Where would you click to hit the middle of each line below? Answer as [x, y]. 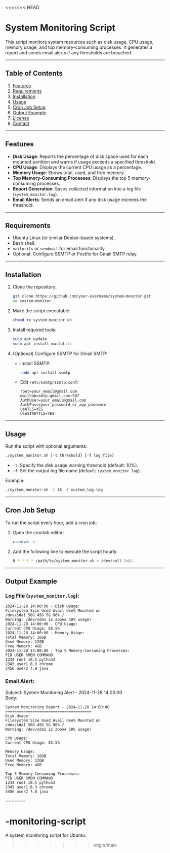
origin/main [105, 845]
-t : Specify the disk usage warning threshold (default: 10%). [75, 465]
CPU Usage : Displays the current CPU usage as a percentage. [77, 167]
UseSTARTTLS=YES [37, 414]
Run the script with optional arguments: [46, 446]
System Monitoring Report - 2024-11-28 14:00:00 [57, 707]
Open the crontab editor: [38, 532]
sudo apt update [30, 339]
